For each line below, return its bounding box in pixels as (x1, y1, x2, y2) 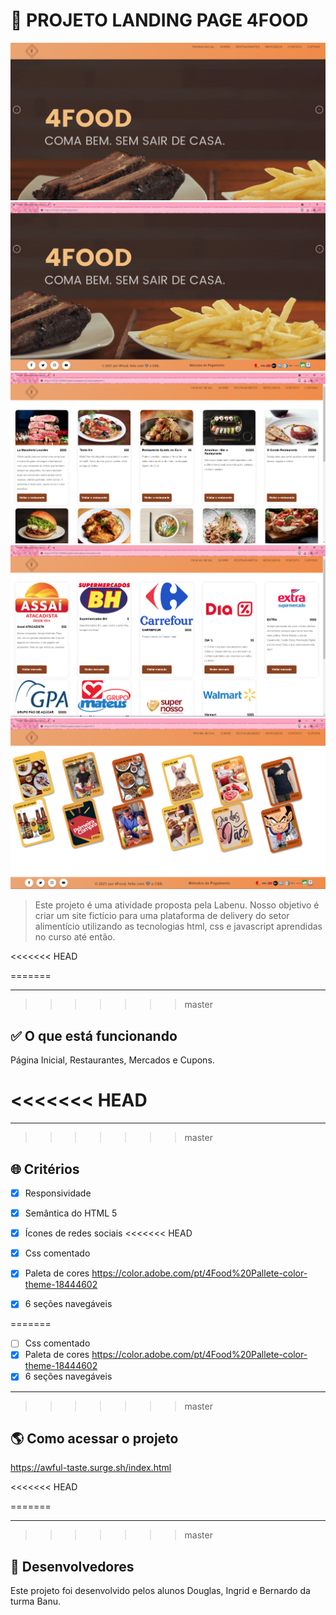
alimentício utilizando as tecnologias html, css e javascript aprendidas (34, 920, 323, 933)
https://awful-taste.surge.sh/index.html (10, 1462, 172, 1474)
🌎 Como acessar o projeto (10, 1430, 179, 1447)
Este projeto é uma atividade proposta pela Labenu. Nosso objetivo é (34, 899, 320, 911)
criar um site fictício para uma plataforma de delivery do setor (34, 910, 290, 922)
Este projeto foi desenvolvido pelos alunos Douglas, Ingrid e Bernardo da (10, 1585, 311, 1597)
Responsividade (24, 1187, 92, 1199)
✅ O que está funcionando (10, 1027, 178, 1044)
